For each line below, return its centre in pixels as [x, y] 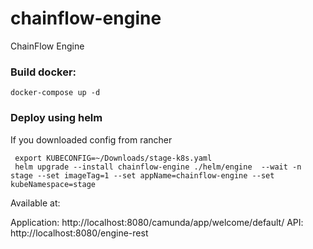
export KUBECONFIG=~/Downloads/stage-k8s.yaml [113, 158]
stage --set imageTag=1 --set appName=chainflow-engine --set [142, 175]
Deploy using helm [56, 118]
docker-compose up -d [55, 93]
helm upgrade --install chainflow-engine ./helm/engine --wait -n [158, 167]
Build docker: [43, 72]
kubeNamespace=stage [53, 184]
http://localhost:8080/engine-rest [79, 233]
